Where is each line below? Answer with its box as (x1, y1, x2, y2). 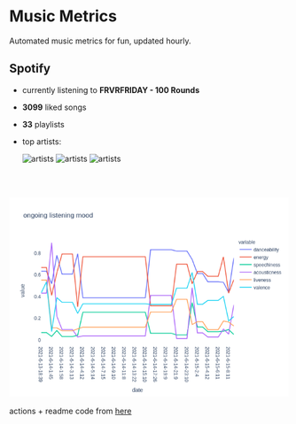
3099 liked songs (21, 102, 87, 112)
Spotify (9, 61, 51, 76)
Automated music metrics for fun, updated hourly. (9, 35, 192, 46)
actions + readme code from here (9, 405, 132, 416)
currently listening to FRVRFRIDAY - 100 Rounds (21, 84, 200, 95)
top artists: (21, 135, 62, 147)
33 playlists (21, 119, 65, 129)
